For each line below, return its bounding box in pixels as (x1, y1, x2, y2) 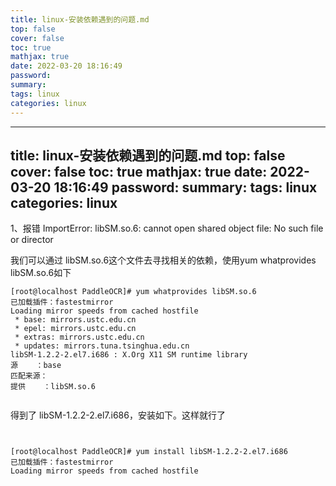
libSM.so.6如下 (10, 267, 72, 279)
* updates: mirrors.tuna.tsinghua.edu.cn (14, 341, 190, 351)
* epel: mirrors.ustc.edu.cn (14, 324, 137, 334)
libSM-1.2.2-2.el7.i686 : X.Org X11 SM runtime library (10, 350, 248, 360)
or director (10, 234, 54, 246)
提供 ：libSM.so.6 (10, 382, 96, 392)
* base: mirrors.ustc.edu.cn (14, 315, 137, 325)
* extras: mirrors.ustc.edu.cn (14, 332, 145, 343)
